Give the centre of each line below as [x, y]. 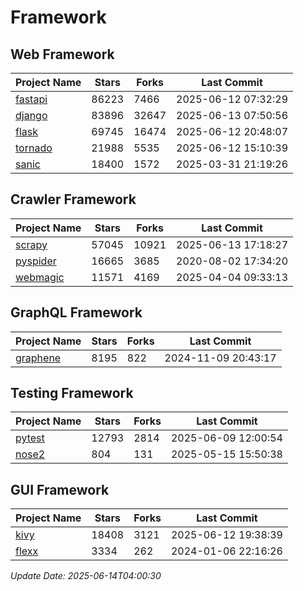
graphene [38, 358]
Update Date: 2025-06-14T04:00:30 [86, 576]
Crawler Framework [73, 199]
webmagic [40, 277]
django [31, 115]
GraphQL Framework [76, 312]
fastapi [31, 99]
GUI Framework [60, 489]
